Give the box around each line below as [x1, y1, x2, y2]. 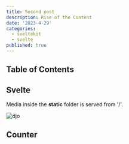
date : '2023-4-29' [6, 20, 52, 26]
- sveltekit [11, 31, 42, 37]
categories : [6, 25, 36, 32]
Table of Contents [6, 64, 75, 75]
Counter [6, 130, 38, 140]
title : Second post [6, 8, 55, 15]
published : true [6, 43, 47, 49]
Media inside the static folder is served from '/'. [6, 101, 124, 108]
